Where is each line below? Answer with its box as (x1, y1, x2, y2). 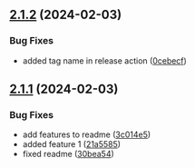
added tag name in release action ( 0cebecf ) (22, 54, 188, 66)
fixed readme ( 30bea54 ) (22, 149, 115, 160)
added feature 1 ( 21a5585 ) (22, 139, 121, 150)
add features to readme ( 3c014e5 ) (22, 129, 151, 140)
